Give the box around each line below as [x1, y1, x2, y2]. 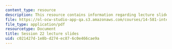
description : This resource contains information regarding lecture [5, 12, 155, 17]
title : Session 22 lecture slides [5, 31, 79, 36]
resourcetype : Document [5, 27, 56, 32]
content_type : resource [5, 7, 56, 13]
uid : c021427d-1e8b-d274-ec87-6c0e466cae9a [5, 36, 100, 41]
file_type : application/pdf [5, 21, 66, 27]
